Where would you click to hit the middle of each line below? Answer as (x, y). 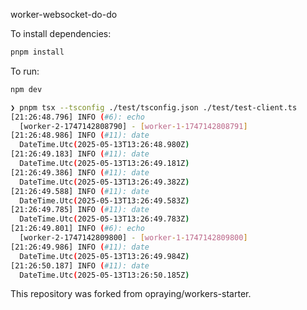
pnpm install (37, 52)
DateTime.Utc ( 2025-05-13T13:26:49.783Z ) (104, 219)
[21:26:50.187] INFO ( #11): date (80, 265)
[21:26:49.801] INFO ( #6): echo (77, 229)
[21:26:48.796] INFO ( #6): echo (77, 117)
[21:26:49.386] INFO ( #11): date (80, 172)
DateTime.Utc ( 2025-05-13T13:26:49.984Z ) (104, 256)
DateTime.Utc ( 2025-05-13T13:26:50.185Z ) (104, 275)
